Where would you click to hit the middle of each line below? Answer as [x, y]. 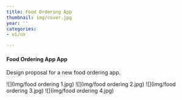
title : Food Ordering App [39, 12]
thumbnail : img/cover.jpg [39, 18]
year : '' [17, 23]
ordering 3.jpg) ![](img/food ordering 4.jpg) [60, 91]
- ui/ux [16, 35]
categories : [21, 29]
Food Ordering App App [37, 59]
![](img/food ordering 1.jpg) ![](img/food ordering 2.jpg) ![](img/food [91, 84]
